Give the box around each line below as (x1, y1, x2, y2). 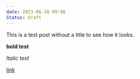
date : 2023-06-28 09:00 (6, 8, 66, 15)
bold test (6, 43, 29, 50)
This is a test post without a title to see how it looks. (6, 31, 135, 38)
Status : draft (6, 14, 42, 21)
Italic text (6, 54, 29, 62)
